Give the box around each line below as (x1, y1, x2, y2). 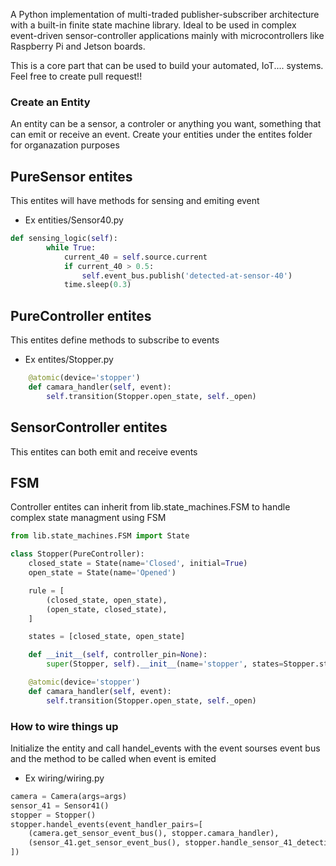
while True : (46, 242, 97, 253)
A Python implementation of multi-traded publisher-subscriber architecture (10, 9, 320, 20)
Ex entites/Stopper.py (24, 354, 114, 366)
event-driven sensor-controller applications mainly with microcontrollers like (10, 30, 325, 41)
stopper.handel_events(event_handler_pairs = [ (10, 819, 203, 829)
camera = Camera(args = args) (10, 791, 128, 801)
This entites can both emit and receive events (10, 445, 198, 458)
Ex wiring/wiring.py (24, 772, 105, 784)
